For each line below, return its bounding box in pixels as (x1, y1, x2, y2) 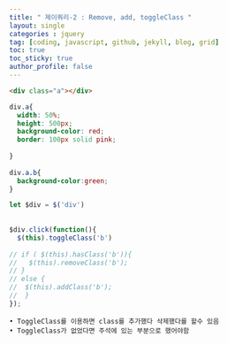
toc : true (9, 46, 46, 55)
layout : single (9, 21, 65, 30)
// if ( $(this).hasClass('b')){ (9, 249, 133, 259)
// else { (9, 275, 46, 284)
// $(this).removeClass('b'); (9, 258, 128, 267)
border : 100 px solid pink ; (17, 135, 117, 144)
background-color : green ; (17, 176, 109, 186)
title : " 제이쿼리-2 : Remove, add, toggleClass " (9, 12, 193, 22)
